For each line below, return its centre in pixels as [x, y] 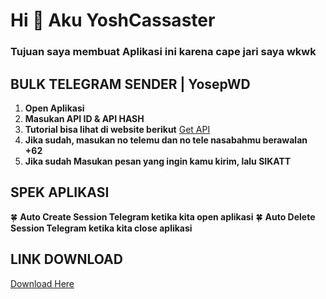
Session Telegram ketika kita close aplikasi [101, 228]
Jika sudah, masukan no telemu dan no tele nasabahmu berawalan [166, 140]
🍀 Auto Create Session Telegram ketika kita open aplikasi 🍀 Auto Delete [163, 216]
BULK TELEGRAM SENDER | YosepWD [130, 84]
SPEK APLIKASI [60, 192]
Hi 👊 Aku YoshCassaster [113, 20]
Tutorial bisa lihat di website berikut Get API [117, 129]
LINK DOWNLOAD [66, 259]
